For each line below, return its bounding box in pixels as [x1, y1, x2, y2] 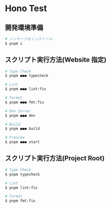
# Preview [5, 135, 25, 140]
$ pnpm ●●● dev [5, 113, 36, 118]
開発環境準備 [5, 23, 43, 32]
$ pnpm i [5, 41, 23, 46]
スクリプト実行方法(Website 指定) [5, 56, 107, 64]
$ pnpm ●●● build [5, 127, 40, 131]
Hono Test [5, 3, 47, 14]
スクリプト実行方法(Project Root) [5, 154, 105, 162]
